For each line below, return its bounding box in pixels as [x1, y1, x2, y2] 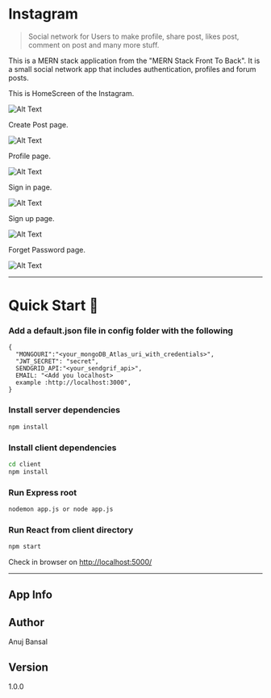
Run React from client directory [8, 524, 134, 535]
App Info [8, 588, 52, 602]
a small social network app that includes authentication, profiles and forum [8, 64, 256, 73]
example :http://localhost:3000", [15, 378, 131, 387]
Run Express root [8, 487, 77, 498]
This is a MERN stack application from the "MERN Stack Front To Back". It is [8, 56, 261, 65]
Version [8, 660, 48, 674]
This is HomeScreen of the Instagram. [8, 88, 135, 98]
